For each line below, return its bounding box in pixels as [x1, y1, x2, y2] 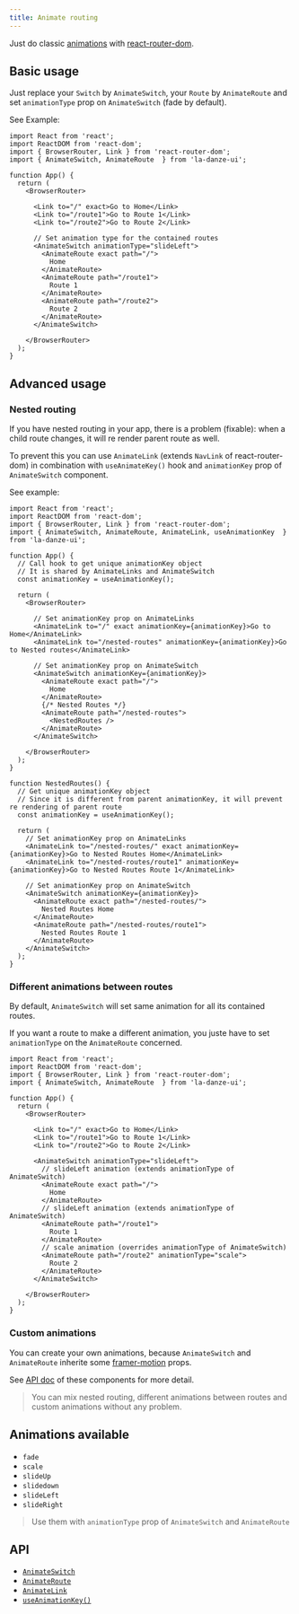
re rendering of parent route [9, 803, 123, 812]
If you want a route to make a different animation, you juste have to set [9, 1028, 270, 1039]
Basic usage [9, 64, 79, 79]
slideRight [22, 1500, 64, 1509]
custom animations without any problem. [31, 1401, 182, 1412]
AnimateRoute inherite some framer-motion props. [9, 1356, 192, 1367]
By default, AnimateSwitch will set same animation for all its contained [9, 1001, 266, 1012]
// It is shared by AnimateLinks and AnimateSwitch [17, 567, 215, 576]
